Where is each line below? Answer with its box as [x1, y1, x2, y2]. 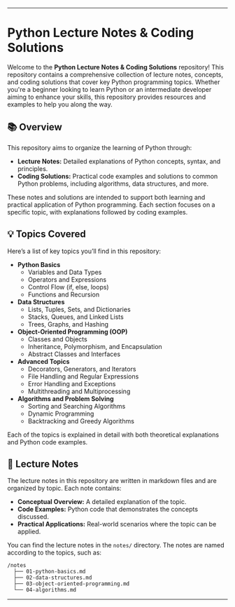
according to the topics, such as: [7, 548, 102, 557]
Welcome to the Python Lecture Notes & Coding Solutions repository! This [7, 62, 225, 71]
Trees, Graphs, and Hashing [27, 320, 109, 328]
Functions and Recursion [27, 290, 100, 299]
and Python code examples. [7, 437, 88, 446]
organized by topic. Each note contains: [7, 484, 122, 493]
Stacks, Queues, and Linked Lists [27, 313, 124, 321]
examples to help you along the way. [7, 100, 113, 109]
